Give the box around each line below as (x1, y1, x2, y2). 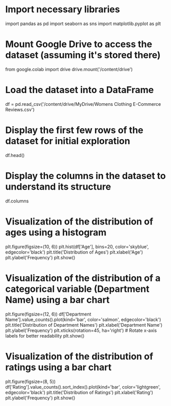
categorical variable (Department (5, 283, 150, 295)
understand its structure (5, 181, 111, 192)
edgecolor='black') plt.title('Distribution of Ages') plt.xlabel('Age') (5, 249, 143, 255)
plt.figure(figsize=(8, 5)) (5, 378, 56, 385)
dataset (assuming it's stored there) (5, 50, 161, 61)
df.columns (5, 198, 29, 204)
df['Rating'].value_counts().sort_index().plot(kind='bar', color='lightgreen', (5, 384, 161, 390)
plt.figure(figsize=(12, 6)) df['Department (5, 311, 91, 317)
